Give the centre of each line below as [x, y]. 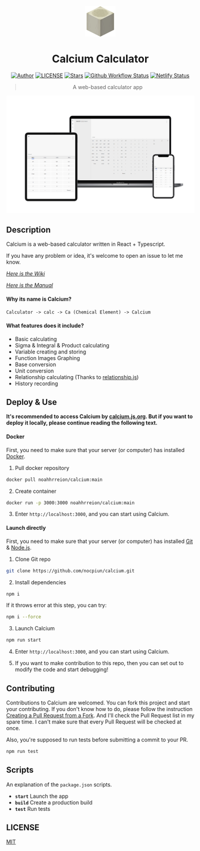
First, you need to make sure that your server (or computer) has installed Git [99, 541]
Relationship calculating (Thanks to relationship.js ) [77, 377]
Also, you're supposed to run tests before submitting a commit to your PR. [97, 739]
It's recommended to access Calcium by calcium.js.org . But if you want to [99, 417]
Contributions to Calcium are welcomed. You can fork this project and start [98, 703]
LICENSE [23, 828]
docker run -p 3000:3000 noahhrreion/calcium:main [70, 503]
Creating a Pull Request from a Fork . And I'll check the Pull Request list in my [100, 715]
